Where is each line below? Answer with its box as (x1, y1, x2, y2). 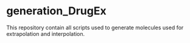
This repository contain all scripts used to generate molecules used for (6, 24, 184, 31)
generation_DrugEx (6, 4, 107, 18)
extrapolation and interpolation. (6, 30, 85, 37)
